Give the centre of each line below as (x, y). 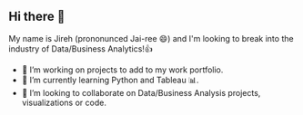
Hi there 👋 (37, 17)
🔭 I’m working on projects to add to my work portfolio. (122, 70)
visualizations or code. (64, 102)
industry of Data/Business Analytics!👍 (81, 48)
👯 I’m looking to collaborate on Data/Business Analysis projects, (141, 92)
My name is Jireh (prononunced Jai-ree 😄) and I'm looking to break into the (151, 38)
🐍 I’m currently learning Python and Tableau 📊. (110, 80)
